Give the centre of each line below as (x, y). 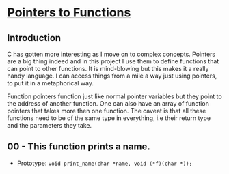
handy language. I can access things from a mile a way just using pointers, (112, 76)
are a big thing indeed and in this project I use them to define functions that (113, 61)
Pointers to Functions (69, 13)
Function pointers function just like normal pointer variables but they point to (114, 96)
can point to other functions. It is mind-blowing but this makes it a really (108, 69)
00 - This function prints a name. (79, 147)
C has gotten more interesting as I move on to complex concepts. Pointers (111, 54)
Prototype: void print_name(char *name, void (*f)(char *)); (105, 163)
